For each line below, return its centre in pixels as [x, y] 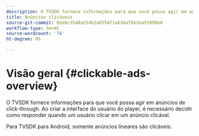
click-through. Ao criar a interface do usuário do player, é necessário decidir [99, 109]
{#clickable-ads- [108, 74]
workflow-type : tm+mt [33, 28]
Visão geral [35, 74]
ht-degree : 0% [24, 39]
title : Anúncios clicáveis [39, 17]
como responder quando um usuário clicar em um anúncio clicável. [88, 115]
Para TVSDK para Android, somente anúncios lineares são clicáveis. [89, 126]
